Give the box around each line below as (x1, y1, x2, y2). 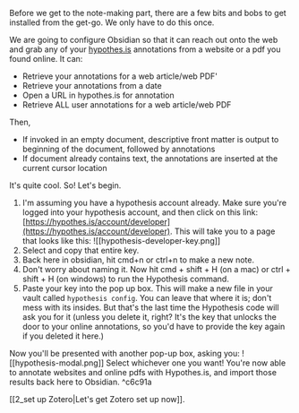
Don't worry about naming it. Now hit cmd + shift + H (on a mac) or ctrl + (21, 264, 291, 274)
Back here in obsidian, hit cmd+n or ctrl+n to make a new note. (21, 254, 255, 265)
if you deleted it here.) (21, 331, 105, 341)
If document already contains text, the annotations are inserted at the (21, 153, 278, 164)
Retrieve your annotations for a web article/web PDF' (21, 71, 218, 82)
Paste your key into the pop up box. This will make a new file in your (21, 283, 273, 294)
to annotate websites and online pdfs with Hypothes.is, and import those (9, 367, 278, 377)
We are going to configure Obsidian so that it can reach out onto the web (9, 35, 278, 45)
